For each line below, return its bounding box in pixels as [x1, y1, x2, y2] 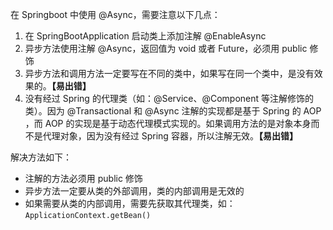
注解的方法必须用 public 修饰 [24, 173, 143, 184]
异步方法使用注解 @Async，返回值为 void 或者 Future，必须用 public [24, 43, 308, 54]
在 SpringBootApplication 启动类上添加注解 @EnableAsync [24, 30, 267, 42]
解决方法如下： [10, 151, 72, 163]
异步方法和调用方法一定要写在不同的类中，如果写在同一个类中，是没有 [24, 68, 315, 79]
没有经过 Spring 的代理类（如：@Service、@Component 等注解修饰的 [24, 93, 315, 104]
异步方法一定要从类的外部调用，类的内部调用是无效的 [24, 185, 245, 197]
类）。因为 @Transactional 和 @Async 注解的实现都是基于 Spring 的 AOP [24, 105, 322, 117]
